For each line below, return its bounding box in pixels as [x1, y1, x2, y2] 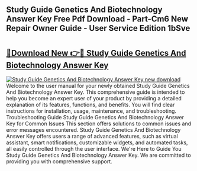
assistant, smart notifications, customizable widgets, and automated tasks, [6, 139, 188, 146]
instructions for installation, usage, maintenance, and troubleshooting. [6, 107, 176, 115]
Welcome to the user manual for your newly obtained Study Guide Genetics [6, 83, 190, 89]
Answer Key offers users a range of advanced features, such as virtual [6, 133, 179, 140]
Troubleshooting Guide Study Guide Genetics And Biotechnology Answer [6, 114, 185, 121]
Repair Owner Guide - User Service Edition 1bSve [6, 23, 190, 33]
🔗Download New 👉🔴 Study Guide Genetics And [6, 47, 186, 58]
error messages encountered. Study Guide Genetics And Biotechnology [6, 126, 181, 133]
